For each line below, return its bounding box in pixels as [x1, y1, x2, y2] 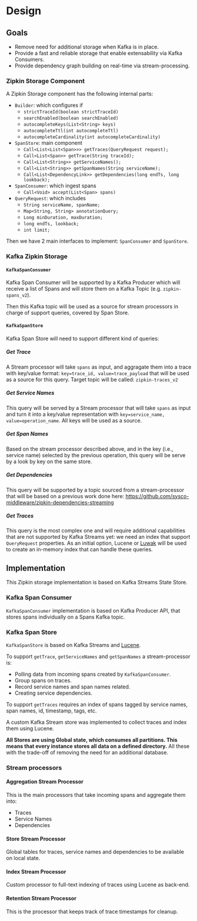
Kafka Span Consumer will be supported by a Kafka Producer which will [6, 279, 181, 286]
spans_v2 [6, 292, 28, 299]
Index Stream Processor [6, 868, 66, 875]
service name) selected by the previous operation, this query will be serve [6, 451, 186, 458]
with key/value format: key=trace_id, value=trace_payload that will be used [6, 369, 189, 376]
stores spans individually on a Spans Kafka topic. [6, 613, 125, 620]
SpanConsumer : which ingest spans [14, 182, 96, 190]
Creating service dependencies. [14, 689, 93, 697]
